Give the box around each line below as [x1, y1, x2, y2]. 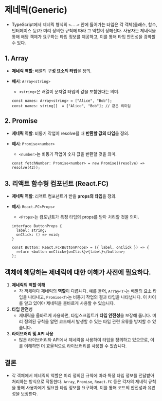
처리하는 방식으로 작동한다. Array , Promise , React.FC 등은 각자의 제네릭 [11, 379, 147, 384]
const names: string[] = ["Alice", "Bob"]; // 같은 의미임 [11, 103, 131, 108]
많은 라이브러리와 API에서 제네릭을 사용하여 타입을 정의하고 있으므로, [18, 337, 149, 343]
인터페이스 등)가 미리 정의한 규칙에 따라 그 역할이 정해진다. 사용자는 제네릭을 [11, 27, 156, 33]
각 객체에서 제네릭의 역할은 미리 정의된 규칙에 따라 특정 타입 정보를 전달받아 [11, 373, 155, 378]
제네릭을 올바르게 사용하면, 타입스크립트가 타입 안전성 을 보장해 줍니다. [18, 313, 151, 319]
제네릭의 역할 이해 [11, 282, 46, 288]
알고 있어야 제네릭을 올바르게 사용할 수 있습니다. [24, 301, 115, 306]
